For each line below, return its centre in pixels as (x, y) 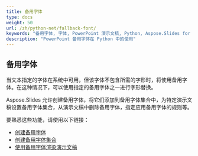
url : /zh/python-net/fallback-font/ (51, 28)
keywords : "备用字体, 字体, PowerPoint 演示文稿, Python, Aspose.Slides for (98, 34)
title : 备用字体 (24, 12)
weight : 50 (20, 22)
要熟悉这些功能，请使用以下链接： (48, 119)
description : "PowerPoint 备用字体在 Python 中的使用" (71, 39)
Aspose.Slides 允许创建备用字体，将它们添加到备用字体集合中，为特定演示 (97, 100)
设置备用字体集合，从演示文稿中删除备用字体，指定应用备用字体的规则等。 (102, 107)
